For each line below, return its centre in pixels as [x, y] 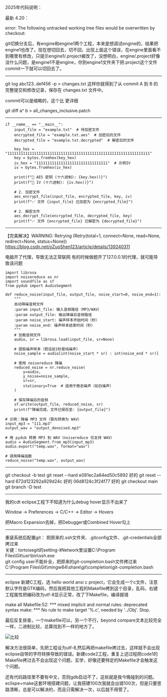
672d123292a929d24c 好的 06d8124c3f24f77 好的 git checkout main [87, 481]
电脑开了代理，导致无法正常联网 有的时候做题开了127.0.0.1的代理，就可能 [80, 257]
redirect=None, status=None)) [36, 241]
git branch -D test [23, 487]
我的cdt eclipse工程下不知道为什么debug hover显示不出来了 [66, 502]
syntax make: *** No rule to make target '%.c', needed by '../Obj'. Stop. [78, 610]
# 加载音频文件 [28, 335]
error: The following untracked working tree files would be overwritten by [80, 28]
